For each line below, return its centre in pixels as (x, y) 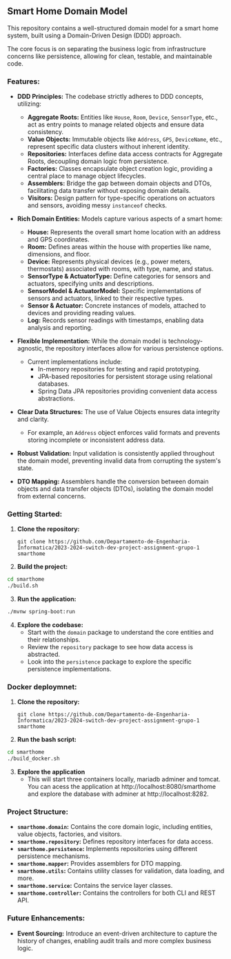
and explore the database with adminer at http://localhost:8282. (118, 794)
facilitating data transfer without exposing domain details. (109, 191)
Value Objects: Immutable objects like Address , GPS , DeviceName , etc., (125, 139)
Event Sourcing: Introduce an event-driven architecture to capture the (117, 933)
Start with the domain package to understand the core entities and (120, 633)
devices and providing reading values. (82, 313)
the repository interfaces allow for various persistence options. (134, 348)
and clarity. (33, 419)
